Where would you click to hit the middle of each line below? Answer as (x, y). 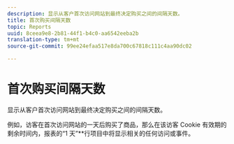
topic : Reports (29, 27)
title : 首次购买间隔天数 (39, 20)
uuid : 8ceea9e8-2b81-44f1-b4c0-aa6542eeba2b (73, 33)
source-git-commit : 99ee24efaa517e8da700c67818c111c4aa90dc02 (100, 46)
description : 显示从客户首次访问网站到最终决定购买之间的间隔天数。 (95, 14)
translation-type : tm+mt (43, 40)
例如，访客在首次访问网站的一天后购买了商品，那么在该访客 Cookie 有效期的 (117, 124)
